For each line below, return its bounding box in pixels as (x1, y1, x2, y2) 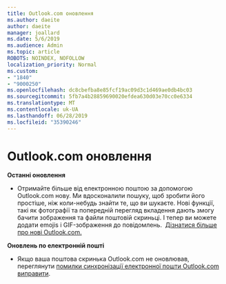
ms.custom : (7, 67, 39, 74)
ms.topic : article (7, 49, 60, 56)
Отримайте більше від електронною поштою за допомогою (17, 184, 193, 193)
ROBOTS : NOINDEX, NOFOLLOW (7, 55, 85, 62)
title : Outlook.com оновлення (7, 10, 94, 17)
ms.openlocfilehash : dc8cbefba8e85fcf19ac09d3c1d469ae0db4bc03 (7, 87, 193, 94)
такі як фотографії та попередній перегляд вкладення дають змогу (17, 206, 215, 215)
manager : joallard (7, 29, 60, 36)
